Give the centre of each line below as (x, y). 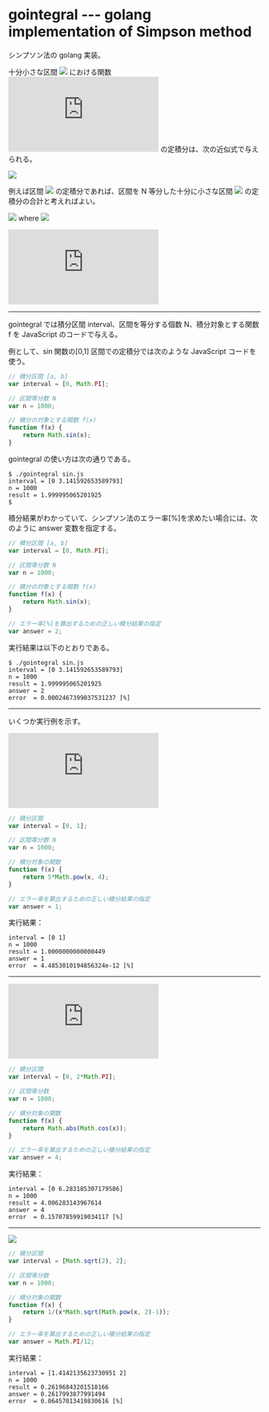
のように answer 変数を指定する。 (65, 528)
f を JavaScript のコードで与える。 (65, 334)
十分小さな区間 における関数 (60, 72)
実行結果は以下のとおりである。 (61, 647)
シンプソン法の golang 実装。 (57, 54)
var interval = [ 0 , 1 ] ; (48, 826)
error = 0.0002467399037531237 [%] (69, 698)
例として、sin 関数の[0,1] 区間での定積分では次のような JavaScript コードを (132, 351)
